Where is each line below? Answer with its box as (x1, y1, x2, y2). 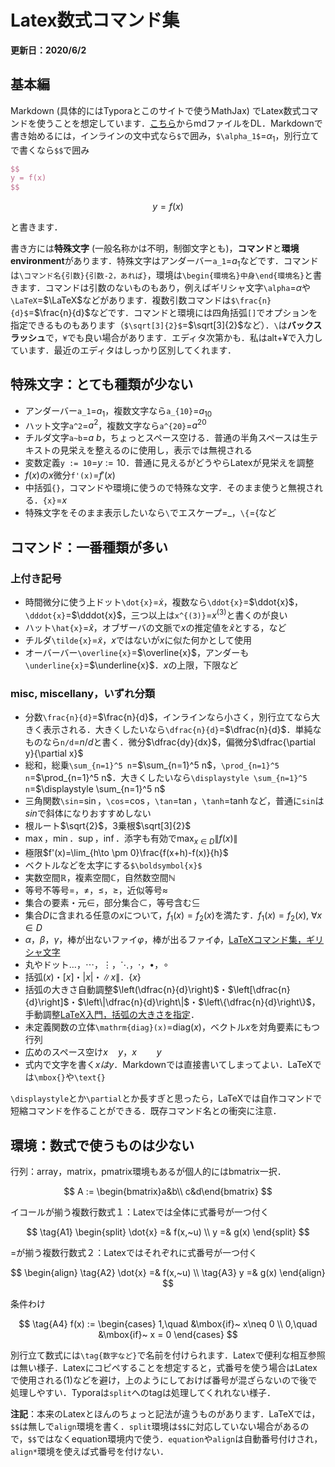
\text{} (73, 1073, 107, 1083)
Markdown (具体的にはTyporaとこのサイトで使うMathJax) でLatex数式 (10, 104, 302, 116)
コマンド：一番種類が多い (10, 539, 168, 556)
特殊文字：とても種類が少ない (10, 376, 194, 393)
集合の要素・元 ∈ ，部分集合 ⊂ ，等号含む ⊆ (24, 896, 201, 908)
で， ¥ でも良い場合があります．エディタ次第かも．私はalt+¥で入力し (45, 331, 323, 343)
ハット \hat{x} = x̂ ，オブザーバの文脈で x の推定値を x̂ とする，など (24, 621, 287, 633)
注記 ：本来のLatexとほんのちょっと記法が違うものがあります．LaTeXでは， (10, 1408, 321, 1420)
